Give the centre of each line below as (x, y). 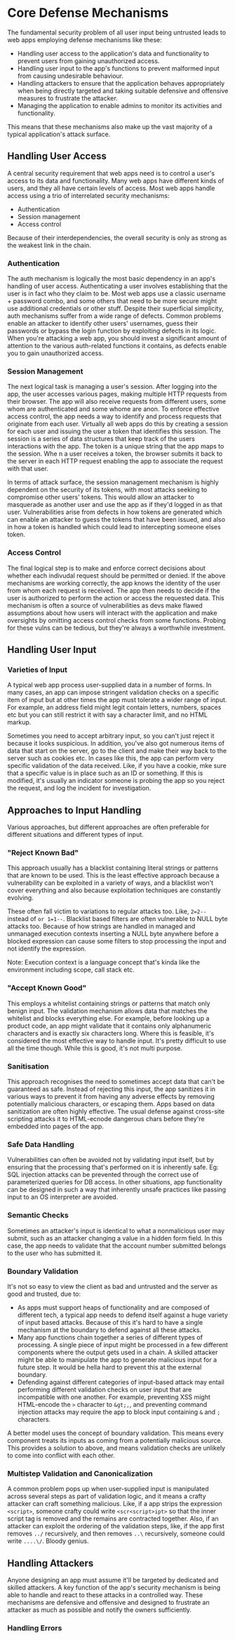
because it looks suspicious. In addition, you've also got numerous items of (116, 743)
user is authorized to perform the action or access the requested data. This (116, 597)
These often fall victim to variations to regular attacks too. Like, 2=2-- (107, 911)
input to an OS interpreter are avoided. (63, 1197)
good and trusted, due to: (44, 1294)
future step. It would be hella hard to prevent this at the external (109, 1367)
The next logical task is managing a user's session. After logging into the (112, 387)
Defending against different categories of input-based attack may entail (121, 1382)
